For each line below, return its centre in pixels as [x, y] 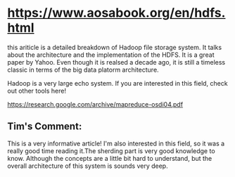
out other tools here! [37, 91]
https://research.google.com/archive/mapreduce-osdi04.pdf [95, 104]
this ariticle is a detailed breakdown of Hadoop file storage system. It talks [115, 47]
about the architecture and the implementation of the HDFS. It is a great [111, 55]
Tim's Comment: [45, 127]
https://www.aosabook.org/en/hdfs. [116, 13]
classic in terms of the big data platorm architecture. [83, 70]
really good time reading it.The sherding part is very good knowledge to [112, 151]
